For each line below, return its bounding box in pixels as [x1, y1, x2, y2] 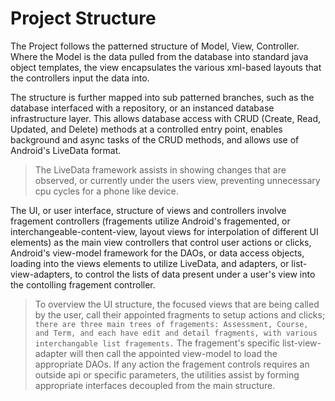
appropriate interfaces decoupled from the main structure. [34, 379, 276, 391]
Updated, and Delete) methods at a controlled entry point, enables [10, 123, 283, 135]
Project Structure [10, 7, 157, 30]
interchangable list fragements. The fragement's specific [34, 337, 281, 349]
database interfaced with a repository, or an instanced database [10, 102, 275, 114]
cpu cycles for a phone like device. [34, 185, 179, 197]
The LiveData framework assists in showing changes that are [34, 163, 287, 176]
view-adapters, [10, 268, 73, 280]
